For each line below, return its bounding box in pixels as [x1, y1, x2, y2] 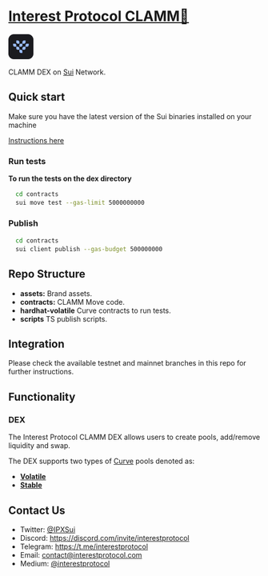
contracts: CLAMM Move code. [19, 297, 126, 306]
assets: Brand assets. [19, 288, 93, 298]
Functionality [8, 390, 76, 403]
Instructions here [8, 135, 65, 145]
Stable [19, 480, 42, 490]
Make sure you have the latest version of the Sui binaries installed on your [8, 111, 252, 121]
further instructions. [8, 367, 74, 377]
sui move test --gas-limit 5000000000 [15, 198, 146, 206]
